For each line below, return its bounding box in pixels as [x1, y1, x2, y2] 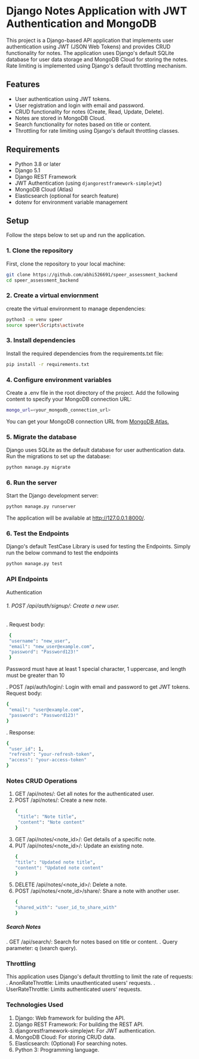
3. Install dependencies [6, 336, 76, 344]
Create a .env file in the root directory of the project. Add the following [6, 389, 179, 396]
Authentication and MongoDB [6, 17, 157, 30]
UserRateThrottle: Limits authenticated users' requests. [6, 985, 142, 993]
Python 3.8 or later [14, 160, 61, 167]
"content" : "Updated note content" [14, 865, 104, 871]
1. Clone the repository [6, 246, 74, 255]
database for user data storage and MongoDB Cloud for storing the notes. [6, 56, 188, 63]
